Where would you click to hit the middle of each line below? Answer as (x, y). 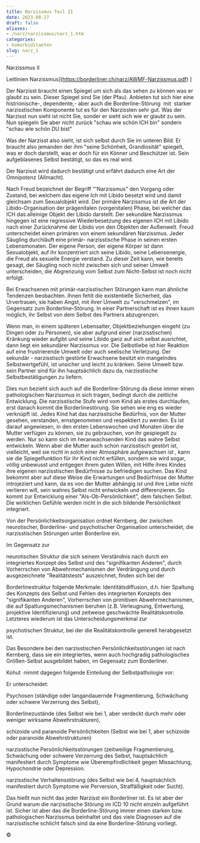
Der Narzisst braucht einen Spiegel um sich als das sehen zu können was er (100, 91)
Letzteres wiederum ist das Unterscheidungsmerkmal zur (77, 619)
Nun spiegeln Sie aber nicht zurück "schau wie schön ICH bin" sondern (94, 122)
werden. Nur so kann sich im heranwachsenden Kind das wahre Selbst (93, 439)
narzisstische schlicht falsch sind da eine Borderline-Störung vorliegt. (92, 823)
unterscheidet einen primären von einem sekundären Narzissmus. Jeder (95, 233)
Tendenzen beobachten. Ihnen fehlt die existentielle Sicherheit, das (89, 296)
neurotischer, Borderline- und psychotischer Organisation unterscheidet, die (100, 527)
